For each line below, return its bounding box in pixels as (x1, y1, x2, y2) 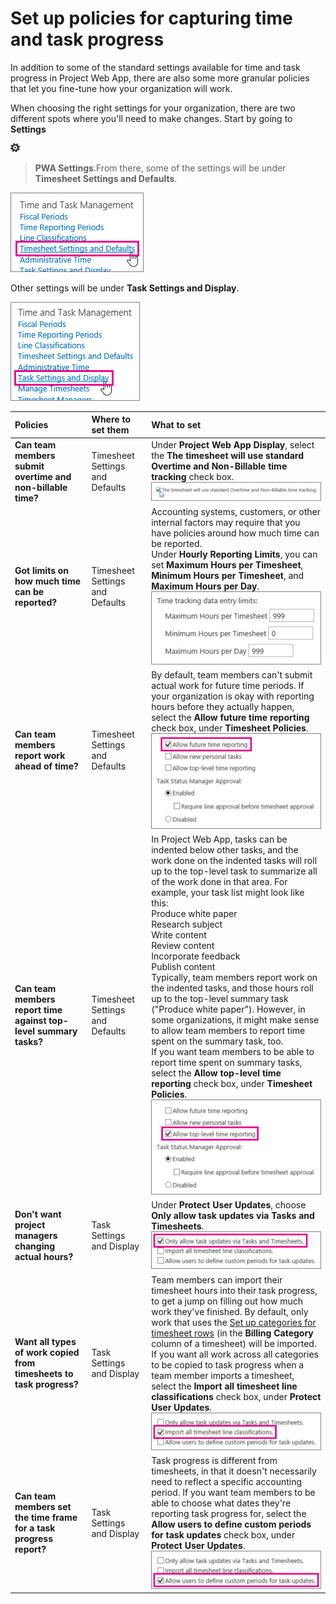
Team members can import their (151, 1273, 283, 1286)
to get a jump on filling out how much (151, 1295, 304, 1307)
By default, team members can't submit (151, 669, 313, 681)
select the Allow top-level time (151, 1067, 282, 1079)
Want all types (14, 1336, 77, 1348)
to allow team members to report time (151, 1024, 306, 1036)
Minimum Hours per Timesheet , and (151, 569, 305, 581)
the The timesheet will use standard (151, 449, 305, 461)
